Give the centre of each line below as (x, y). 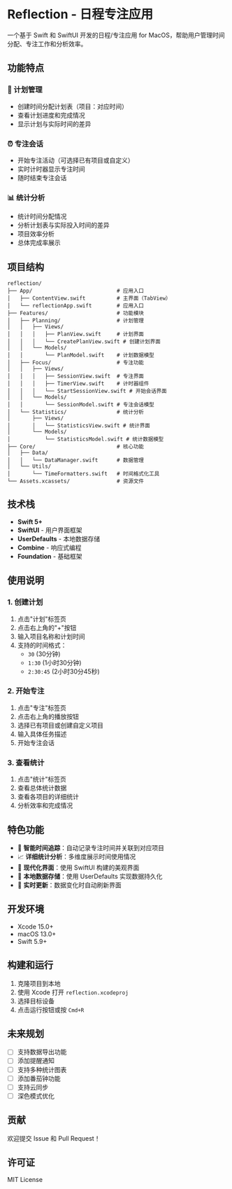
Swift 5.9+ (32, 941)
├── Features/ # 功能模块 (76, 313)
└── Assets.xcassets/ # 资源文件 (76, 481)
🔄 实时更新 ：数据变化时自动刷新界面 (69, 885)
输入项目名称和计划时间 (51, 636)
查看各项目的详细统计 (48, 797)
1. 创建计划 (25, 602)
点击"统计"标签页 (42, 779)
